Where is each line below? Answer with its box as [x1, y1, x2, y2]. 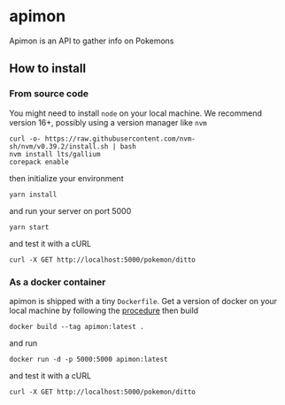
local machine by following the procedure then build [9, 305, 199, 316]
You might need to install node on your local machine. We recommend [9, 108, 263, 118]
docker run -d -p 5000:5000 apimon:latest [9, 355, 168, 363]
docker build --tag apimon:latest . [9, 322, 144, 331]
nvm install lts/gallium [9, 149, 101, 158]
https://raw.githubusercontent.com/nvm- [44, 134, 196, 143]
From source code [9, 88, 89, 100]
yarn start [9, 223, 50, 232]
